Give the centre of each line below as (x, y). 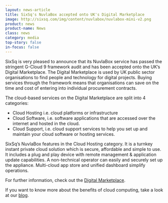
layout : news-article (28, 10)
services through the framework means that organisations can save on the (82, 83)
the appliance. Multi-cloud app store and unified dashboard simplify (75, 165)
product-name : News (26, 29)
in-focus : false (22, 47)
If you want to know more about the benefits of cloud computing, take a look (84, 190)
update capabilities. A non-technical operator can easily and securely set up (84, 160)
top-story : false (23, 43)
